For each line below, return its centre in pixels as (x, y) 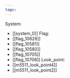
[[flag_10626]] (26, 39)
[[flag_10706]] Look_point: (39, 59)
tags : (11, 10)
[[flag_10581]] (26, 44)
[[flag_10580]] (26, 49)
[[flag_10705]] (26, 54)
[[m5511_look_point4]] (35, 65)
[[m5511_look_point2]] (35, 70)
